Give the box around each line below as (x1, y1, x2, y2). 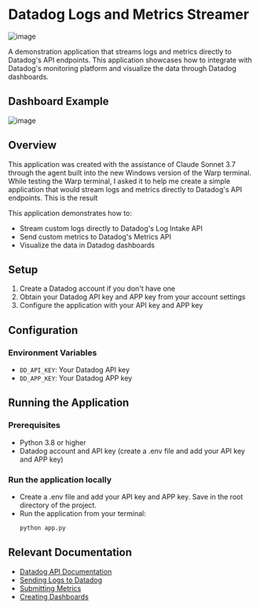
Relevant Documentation (8, 546, 132, 559)
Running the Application (8, 396, 130, 410)
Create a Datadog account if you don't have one (19, 284, 175, 293)
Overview (8, 139, 57, 152)
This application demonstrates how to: (8, 208, 132, 217)
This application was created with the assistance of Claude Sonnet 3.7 (8, 159, 236, 169)
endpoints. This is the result (8, 193, 98, 202)
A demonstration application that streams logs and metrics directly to (8, 46, 232, 56)
